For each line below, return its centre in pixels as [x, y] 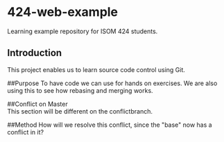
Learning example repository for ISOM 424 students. [83, 31]
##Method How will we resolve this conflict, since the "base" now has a [110, 125]
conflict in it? [25, 132]
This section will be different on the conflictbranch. [80, 111]
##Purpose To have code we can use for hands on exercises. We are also [112, 83]
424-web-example [63, 12]
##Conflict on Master [37, 104]
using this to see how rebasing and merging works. [80, 90]
